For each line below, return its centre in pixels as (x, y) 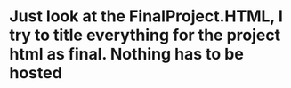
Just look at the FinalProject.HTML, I (146, 16)
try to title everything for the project (145, 35)
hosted (36, 73)
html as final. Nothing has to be (127, 54)
